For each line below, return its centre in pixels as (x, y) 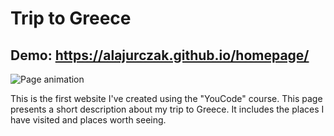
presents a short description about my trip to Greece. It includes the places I (167, 109)
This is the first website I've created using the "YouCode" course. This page (166, 98)
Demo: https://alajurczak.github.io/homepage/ (160, 55)
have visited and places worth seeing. (88, 120)
